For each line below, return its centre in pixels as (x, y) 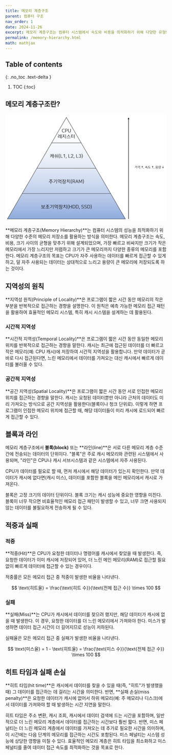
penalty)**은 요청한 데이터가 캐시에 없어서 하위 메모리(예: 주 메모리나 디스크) (82, 698)
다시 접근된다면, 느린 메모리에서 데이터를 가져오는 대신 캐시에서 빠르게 (84, 358)
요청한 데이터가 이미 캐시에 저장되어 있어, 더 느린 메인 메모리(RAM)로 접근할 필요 (86, 560)
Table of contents (34, 65)
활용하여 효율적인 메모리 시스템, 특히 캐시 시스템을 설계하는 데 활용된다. (81, 312)
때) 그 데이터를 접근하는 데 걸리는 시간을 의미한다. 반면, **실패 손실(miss (77, 692)
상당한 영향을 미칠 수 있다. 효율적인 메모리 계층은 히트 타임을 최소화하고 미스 (90, 741)
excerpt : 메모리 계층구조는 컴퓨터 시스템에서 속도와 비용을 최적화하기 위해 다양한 (81, 32)
